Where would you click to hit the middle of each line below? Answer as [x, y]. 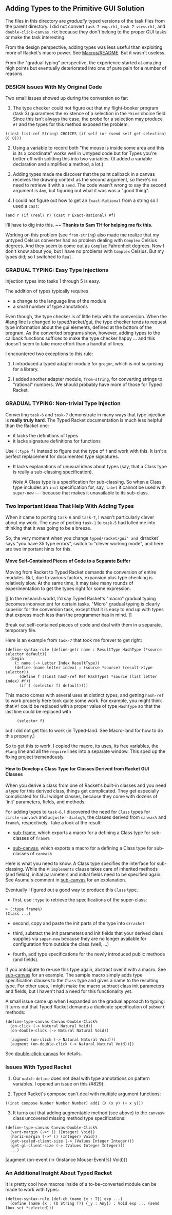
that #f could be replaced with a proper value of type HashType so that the [83, 706]
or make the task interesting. [35, 37]
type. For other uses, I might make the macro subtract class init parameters [85, 986]
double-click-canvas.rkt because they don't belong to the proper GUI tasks [86, 32]
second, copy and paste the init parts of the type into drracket [79, 923]
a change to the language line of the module [60, 301]
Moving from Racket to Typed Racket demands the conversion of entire [81, 572]
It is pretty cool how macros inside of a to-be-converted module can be [81, 1184]
